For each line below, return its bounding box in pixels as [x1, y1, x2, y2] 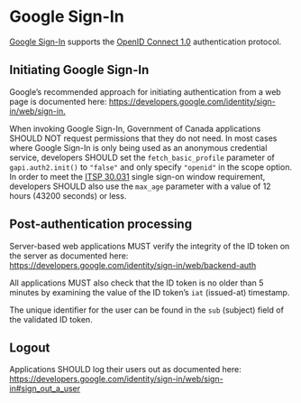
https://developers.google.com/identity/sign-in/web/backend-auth [9, 259, 257, 270]
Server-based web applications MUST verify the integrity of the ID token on [9, 240, 290, 251]
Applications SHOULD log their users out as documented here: [9, 364, 242, 375]
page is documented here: [9, 96, 107, 107]
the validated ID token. [9, 314, 93, 324]
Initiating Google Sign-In [9, 62, 150, 78]
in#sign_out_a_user [9, 383, 81, 394]
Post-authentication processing [9, 217, 192, 232]
